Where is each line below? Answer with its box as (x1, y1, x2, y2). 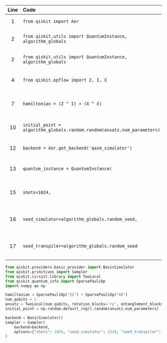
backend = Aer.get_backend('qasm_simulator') (22, 145, 133, 151)
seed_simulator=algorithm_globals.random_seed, (22, 217, 138, 222)
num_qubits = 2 (5, 297, 37, 302)
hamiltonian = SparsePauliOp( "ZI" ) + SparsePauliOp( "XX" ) (5, 292, 128, 298)
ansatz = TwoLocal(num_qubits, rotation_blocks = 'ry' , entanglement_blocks (5, 302, 164, 307)
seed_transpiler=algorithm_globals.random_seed (22, 243, 138, 249)
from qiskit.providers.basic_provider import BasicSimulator (5, 265, 135, 270)
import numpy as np (5, 283, 46, 289)
